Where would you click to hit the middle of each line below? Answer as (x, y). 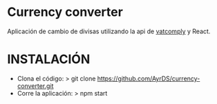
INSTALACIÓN (49, 59)
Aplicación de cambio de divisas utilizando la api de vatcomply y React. (109, 31)
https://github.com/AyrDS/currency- (149, 78)
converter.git (35, 86)
